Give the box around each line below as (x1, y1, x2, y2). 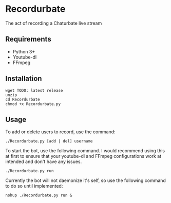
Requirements (5, 35, 51, 44)
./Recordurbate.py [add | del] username (5, 139, 93, 144)
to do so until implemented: (5, 183, 63, 189)
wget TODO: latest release (5, 88, 63, 93)
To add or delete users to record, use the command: (5, 129, 116, 135)
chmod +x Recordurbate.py (5, 101, 61, 107)
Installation (5, 74, 42, 83)
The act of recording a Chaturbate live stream (5, 20, 102, 26)
